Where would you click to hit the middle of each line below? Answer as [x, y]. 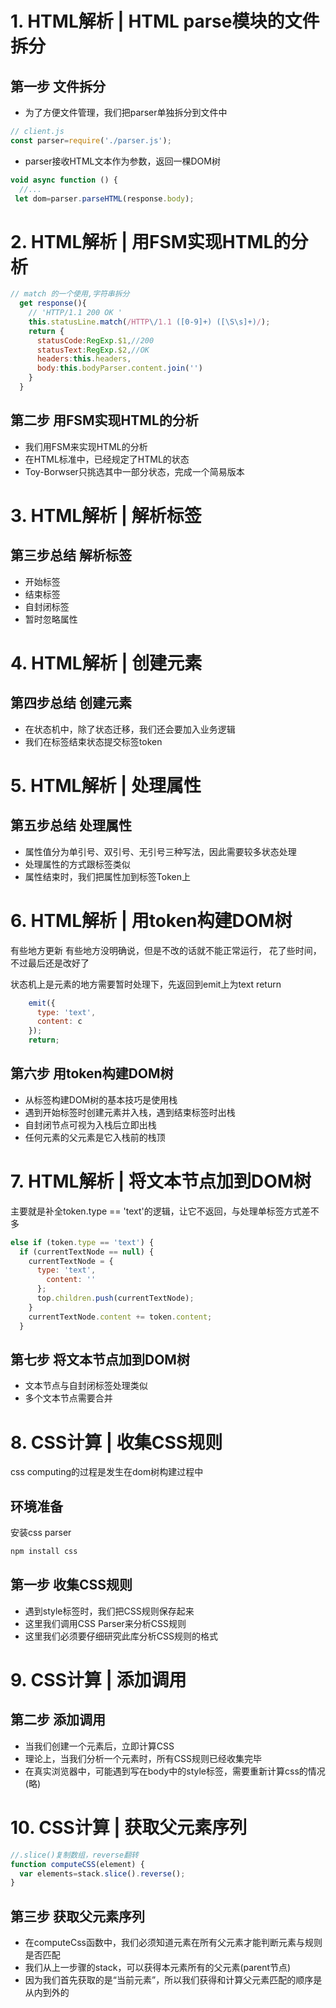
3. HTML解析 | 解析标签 [106, 515]
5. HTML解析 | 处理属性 [106, 785]
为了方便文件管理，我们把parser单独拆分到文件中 [126, 112]
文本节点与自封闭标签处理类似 [86, 1386]
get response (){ [53, 303]
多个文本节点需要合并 [68, 1398]
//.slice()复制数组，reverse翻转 [74, 1855]
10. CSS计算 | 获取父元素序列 [129, 1828]
